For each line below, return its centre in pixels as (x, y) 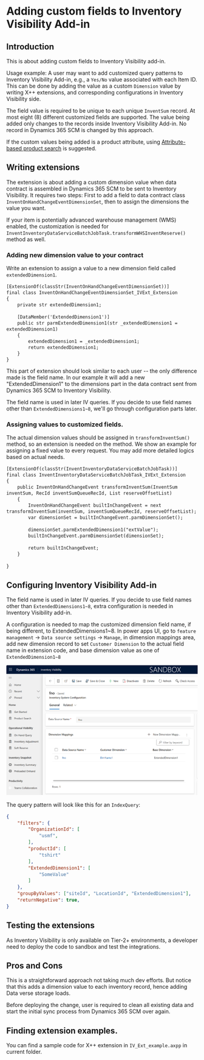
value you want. (26, 208)
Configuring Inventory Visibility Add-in (82, 585)
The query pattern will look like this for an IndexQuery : (73, 804)
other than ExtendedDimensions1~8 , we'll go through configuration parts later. (102, 409)
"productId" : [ (47, 849)
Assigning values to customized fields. (65, 424)
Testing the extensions (51, 926)
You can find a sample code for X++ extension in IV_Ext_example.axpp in (97, 1045)
